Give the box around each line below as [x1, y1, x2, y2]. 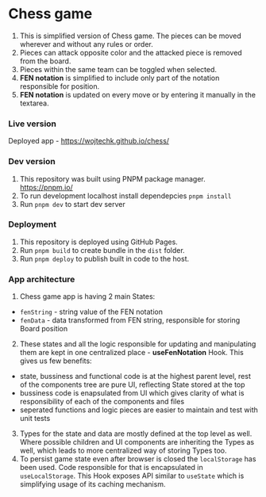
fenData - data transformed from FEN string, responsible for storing [19, 315, 241, 325]
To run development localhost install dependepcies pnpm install [19, 191, 232, 201]
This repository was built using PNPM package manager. [19, 174, 206, 183]
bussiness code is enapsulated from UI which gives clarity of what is [19, 388, 245, 398]
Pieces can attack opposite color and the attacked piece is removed [19, 48, 242, 57]
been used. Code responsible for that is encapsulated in [19, 463, 204, 472]
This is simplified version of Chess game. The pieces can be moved [19, 31, 241, 40]
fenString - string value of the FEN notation [19, 307, 163, 317]
